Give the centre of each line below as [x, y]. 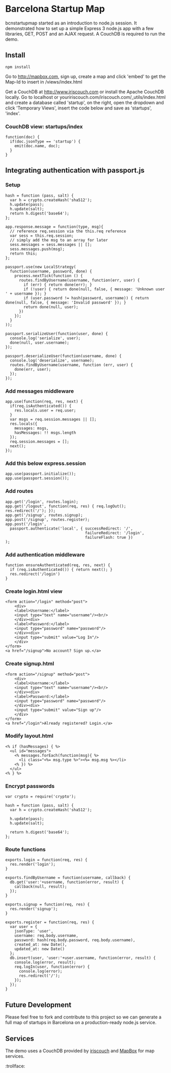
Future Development [38, 1005]
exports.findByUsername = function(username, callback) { [68, 878]
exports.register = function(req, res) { [50, 922]
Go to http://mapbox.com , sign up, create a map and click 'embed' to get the [85, 76]
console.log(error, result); [45, 962]
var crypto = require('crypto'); [41, 797]
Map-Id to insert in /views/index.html [44, 81]
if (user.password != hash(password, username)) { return [86, 298]
